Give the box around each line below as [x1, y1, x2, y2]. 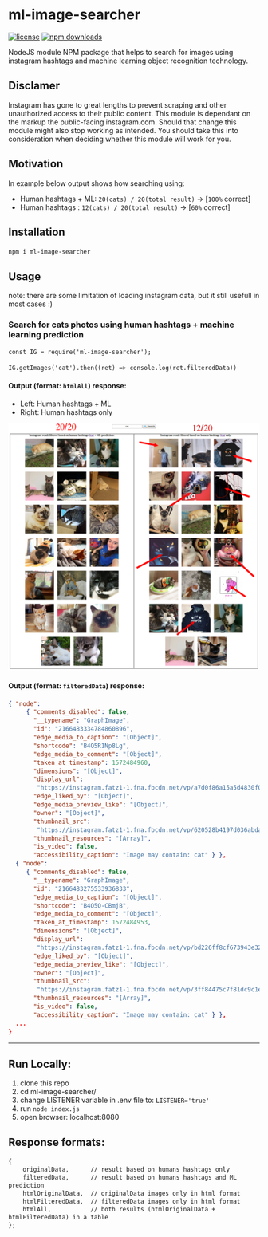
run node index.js [19, 1104, 80, 1113]
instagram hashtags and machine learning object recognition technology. [8, 56, 249, 65]
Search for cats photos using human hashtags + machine [8, 319, 235, 330]
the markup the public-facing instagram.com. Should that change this [8, 117, 237, 127]
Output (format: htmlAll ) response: [8, 381, 127, 391]
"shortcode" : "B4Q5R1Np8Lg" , [33, 742, 130, 750]
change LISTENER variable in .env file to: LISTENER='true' [19, 1095, 210, 1105]
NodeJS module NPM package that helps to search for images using [8, 47, 234, 57]
